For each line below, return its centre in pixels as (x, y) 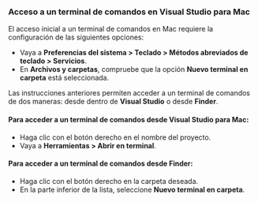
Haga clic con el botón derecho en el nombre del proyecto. (115, 137)
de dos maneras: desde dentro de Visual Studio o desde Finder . (113, 102)
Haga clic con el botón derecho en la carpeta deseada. (109, 181)
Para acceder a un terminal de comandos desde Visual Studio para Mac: (129, 119)
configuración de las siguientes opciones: (76, 37)
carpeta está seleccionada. (64, 78)
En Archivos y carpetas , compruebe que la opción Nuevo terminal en (134, 69)
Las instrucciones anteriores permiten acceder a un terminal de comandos (129, 93)
